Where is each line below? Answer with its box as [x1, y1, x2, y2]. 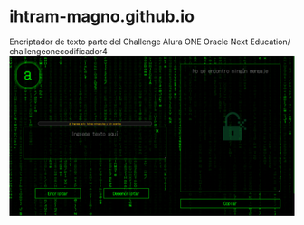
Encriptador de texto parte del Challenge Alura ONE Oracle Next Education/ [9, 36, 291, 47]
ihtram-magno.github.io [9, 6, 195, 27]
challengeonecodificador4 [9, 45, 109, 56]
